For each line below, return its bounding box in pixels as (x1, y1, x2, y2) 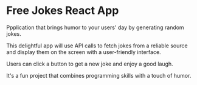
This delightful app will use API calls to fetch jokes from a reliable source (6, 42, 188, 49)
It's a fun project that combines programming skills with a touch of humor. (6, 72, 192, 79)
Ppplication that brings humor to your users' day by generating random (6, 24, 184, 31)
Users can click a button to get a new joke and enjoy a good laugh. (6, 60, 173, 67)
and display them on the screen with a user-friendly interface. (6, 48, 161, 55)
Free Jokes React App (6, 4, 119, 18)
